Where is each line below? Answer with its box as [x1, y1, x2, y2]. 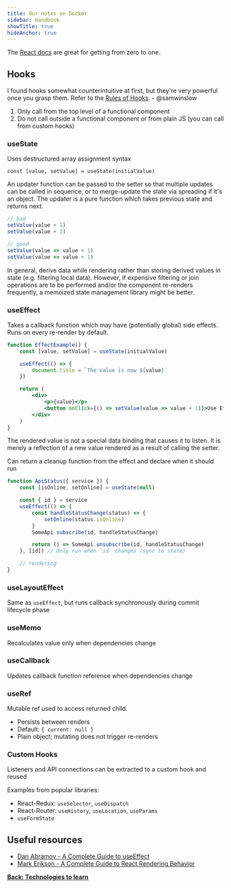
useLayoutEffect [7, 583, 64, 592]
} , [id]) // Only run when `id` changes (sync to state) [19, 547, 186, 555]
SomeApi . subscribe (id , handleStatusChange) [32, 529, 158, 536]
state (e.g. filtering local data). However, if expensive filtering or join [7, 273, 199, 281]
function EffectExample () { [7, 341, 88, 348]
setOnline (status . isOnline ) [43, 516, 125, 523]
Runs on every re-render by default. [7, 328, 109, 336]
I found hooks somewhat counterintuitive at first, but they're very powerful [7, 87, 218, 95]
